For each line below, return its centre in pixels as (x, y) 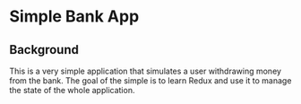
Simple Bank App (74, 17)
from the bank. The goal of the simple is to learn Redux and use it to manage (150, 81)
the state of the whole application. (72, 90)
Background (44, 50)
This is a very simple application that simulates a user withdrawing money (146, 71)
